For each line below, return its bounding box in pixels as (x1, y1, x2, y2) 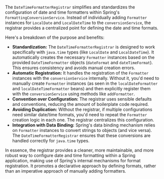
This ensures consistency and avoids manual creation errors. (12, 65, 136, 71)
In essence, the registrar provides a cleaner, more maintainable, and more (5, 147, 154, 153)
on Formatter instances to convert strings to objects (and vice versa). (12, 128, 152, 133)
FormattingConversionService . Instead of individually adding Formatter (5, 15, 147, 20)
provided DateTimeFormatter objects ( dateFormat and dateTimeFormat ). (12, 60, 153, 65)
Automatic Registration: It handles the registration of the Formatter (12, 70, 149, 76)
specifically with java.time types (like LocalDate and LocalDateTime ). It (12, 49, 154, 55)
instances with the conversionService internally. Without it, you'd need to (12, 76, 160, 81)
